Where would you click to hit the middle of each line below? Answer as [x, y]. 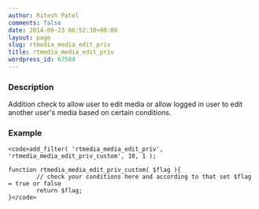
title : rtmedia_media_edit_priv [61, 52]
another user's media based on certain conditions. [90, 113]
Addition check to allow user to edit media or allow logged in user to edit [125, 104]
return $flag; [59, 191]
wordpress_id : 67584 [42, 60]
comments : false [35, 23]
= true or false [35, 184]
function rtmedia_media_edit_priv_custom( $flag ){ [94, 170]
